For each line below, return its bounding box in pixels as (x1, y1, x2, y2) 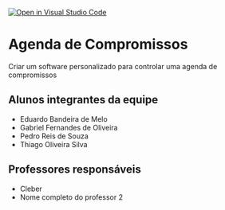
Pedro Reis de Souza (19, 131, 89, 141)
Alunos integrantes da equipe (8, 93, 159, 107)
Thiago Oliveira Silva (19, 139, 88, 149)
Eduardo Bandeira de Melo (19, 114, 108, 123)
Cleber (19, 184, 42, 193)
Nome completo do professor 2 (19, 192, 124, 202)
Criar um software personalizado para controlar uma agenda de (8, 61, 218, 71)
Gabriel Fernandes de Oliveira (19, 122, 118, 132)
